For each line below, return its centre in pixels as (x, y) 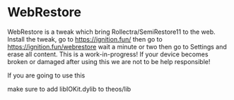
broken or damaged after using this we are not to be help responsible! (109, 61)
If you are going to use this (46, 75)
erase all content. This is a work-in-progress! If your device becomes (108, 54)
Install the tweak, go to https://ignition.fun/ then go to (85, 39)
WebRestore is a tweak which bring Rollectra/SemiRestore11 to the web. (111, 32)
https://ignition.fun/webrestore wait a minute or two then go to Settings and (117, 46)
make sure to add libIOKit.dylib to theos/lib (69, 89)
